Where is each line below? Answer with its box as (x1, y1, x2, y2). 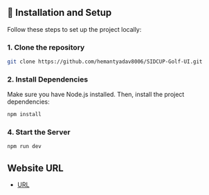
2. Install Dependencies (7, 74, 89, 84)
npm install (7, 111, 42, 118)
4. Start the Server (7, 127, 71, 137)
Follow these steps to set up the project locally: (7, 25, 142, 33)
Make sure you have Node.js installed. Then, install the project (7, 91, 185, 99)
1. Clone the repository (7, 42, 85, 52)
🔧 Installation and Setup (7, 7, 112, 19)
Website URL (7, 162, 64, 174)
